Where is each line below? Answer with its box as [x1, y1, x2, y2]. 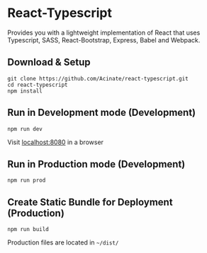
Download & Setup [7, 57, 91, 69]
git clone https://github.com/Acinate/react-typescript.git [7, 75, 189, 82]
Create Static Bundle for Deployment [7, 196, 173, 208]
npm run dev [7, 125, 43, 132]
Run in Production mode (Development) [7, 158, 186, 170]
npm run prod [7, 177, 46, 184]
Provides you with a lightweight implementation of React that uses [7, 28, 201, 37]
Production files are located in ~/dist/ [7, 238, 119, 247]
